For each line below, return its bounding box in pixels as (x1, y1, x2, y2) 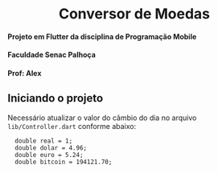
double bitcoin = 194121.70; (14, 158, 113, 166)
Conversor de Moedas (58, 5, 211, 23)
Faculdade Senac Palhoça (7, 50, 96, 60)
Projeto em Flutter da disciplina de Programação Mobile (7, 31, 197, 41)
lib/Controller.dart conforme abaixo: (7, 121, 137, 131)
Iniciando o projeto (7, 91, 104, 105)
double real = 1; (14, 137, 73, 145)
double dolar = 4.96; (14, 143, 88, 152)
